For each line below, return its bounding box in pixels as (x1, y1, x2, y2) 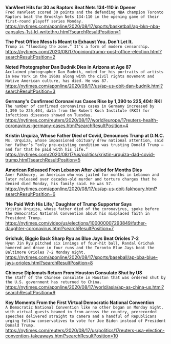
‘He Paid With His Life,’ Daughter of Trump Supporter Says (5, 201, 132, 207)
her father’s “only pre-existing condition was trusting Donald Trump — (5, 143, 164, 148)
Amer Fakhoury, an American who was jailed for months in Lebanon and (5, 172, 159, 177)
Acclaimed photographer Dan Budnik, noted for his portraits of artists (5, 69, 164, 74)
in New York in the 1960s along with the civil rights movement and (5, 74, 155, 79)
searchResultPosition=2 (5, 54, 56, 60)
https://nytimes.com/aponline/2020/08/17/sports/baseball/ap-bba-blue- (5, 254, 158, 260)
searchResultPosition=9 (5, 290, 56, 295)
